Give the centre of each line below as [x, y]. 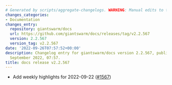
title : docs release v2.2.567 [38, 62]
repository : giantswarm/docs [41, 29]
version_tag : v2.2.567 [34, 44]
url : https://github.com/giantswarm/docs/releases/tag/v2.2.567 [80, 34]
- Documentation [23, 19]
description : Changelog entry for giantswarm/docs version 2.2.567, [80, 53]
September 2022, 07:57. [35, 58]
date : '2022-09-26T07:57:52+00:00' [43, 48]
